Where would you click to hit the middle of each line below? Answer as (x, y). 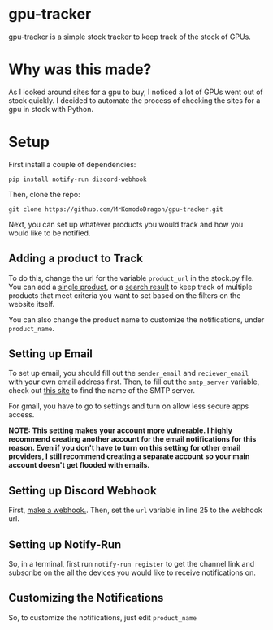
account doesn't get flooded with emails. (79, 465)
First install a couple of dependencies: (72, 164)
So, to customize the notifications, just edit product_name (103, 617)
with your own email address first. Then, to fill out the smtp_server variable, (134, 382)
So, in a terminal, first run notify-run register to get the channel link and (132, 564)
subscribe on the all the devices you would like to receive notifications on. (132, 572)
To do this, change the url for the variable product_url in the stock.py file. (131, 278)
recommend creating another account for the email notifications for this (132, 439)
